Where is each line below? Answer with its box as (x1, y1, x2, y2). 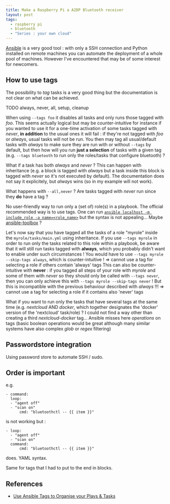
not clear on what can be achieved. (6, 94, 79, 101)
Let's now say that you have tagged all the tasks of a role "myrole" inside (6, 229, 158, 235)
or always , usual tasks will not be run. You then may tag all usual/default (6, 136, 156, 142)
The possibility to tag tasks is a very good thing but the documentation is (6, 89, 158, 96)
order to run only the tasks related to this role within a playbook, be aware (6, 240, 160, 246)
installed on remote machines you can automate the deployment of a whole (6, 50, 163, 56)
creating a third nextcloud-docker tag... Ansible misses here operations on (6, 314, 161, 321)
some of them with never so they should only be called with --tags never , (6, 272, 160, 278)
